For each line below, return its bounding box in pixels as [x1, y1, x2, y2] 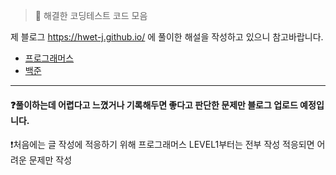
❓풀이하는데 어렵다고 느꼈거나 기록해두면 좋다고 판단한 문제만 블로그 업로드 [10, 99, 298, 111]
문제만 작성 [28, 154, 73, 166]
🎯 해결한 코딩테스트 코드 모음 [34, 10, 148, 21]
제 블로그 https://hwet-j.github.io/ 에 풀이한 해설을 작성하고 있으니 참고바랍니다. [10, 31, 324, 43]
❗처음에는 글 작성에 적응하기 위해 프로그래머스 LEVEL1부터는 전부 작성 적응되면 [10, 139, 315, 151]
